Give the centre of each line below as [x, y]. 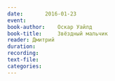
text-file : [23, 60]
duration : [22, 46]
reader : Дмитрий [31, 40]
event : [17, 20]
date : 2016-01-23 [42, 14]
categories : [25, 66]
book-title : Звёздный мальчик [58, 33]
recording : [23, 54]
